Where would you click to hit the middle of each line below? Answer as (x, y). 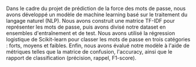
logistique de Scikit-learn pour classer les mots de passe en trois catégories (98, 39)
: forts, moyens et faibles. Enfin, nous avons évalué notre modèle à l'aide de (98, 45)
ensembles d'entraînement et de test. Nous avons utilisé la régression (91, 33)
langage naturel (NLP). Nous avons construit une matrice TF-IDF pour (91, 21)
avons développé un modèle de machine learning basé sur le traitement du (97, 15)
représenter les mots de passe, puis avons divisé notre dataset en (86, 27)
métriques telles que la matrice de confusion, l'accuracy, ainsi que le (89, 52)
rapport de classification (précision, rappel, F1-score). (71, 58)
